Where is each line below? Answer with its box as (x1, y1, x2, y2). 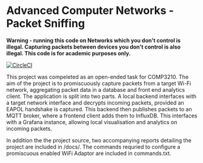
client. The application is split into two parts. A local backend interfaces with (6, 92, 197, 100)
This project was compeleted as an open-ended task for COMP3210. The (6, 73, 189, 80)
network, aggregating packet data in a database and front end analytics (6, 86, 185, 93)
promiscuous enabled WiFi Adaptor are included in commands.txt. (6, 150, 171, 157)
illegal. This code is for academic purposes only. (6, 49, 131, 57)
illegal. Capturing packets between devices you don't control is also (6, 43, 181, 50)
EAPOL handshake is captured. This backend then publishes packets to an (6, 105, 192, 113)
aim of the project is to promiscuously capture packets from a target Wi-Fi (6, 80, 191, 87)
